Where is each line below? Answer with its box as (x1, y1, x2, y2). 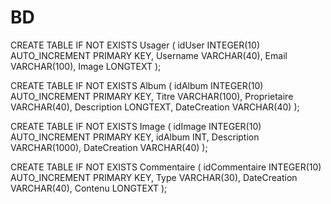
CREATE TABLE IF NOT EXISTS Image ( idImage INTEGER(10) (10, 120, 262, 132)
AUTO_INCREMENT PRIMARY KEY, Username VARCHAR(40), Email (10, 49, 288, 61)
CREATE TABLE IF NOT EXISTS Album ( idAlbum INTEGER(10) (10, 79, 264, 91)
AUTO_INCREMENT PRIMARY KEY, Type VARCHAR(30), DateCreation (10, 171, 298, 183)
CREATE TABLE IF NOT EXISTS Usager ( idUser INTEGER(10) (10, 39, 260, 51)
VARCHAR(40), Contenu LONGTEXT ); (10, 182, 168, 194)
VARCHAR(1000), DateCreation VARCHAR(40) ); (10, 141, 208, 153)
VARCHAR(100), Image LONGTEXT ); (10, 60, 162, 72)
